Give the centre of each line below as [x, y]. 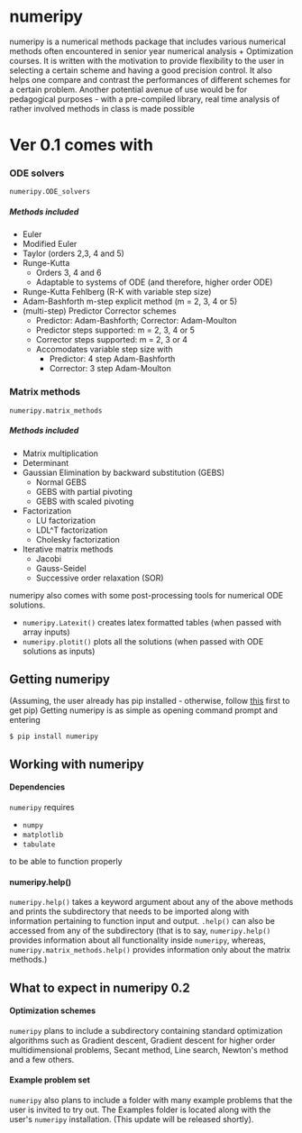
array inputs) [46, 632]
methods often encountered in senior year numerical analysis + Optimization [151, 50]
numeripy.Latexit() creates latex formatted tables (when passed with [152, 622]
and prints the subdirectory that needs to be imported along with [129, 911]
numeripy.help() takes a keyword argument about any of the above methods [151, 902]
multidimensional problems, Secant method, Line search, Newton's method [149, 1050]
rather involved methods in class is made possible [102, 108]
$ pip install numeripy [54, 736]
